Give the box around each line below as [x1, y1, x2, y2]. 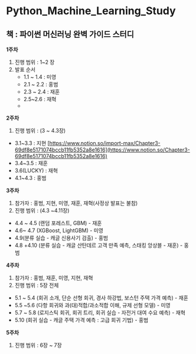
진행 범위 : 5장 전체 [14, 282, 59, 288]
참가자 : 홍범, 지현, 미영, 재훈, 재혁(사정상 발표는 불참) [14, 199, 138, 207]
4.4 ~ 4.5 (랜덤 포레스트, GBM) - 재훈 [14, 220, 102, 226]
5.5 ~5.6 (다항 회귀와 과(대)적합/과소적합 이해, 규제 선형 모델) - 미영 [14, 302, 171, 308]
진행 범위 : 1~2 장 [14, 59, 55, 66]
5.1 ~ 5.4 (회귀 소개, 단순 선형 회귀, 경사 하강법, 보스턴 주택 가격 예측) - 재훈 [14, 294, 189, 301]
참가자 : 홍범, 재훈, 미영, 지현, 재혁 [14, 274, 93, 281]
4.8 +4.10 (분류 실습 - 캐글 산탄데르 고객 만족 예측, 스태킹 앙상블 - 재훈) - [14, 242, 183, 249]
